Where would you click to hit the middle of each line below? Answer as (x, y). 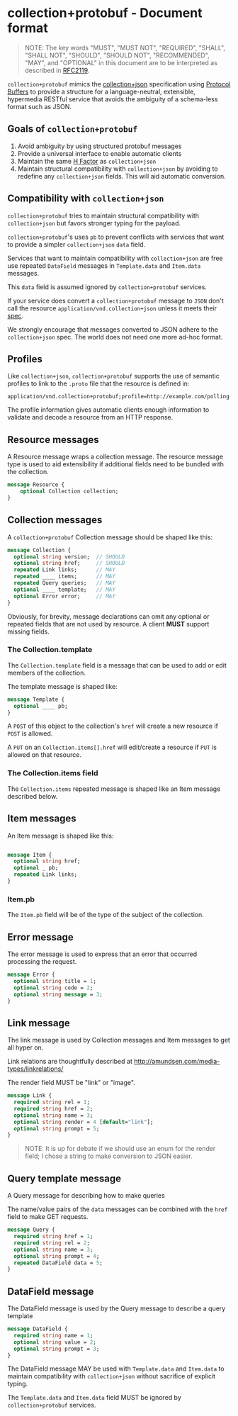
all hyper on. (25, 1047)
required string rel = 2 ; (52, 1243)
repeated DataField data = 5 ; (58, 1263)
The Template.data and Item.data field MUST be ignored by (95, 1398)
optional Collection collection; (69, 491)
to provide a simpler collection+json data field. (76, 244)
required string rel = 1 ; (52, 1102)
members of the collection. (47, 673)
